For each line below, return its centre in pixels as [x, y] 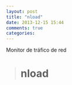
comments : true [25, 28]
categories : [20, 33]
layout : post [22, 11]
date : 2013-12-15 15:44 [35, 22]
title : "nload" [25, 17]
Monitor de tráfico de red [36, 50]
